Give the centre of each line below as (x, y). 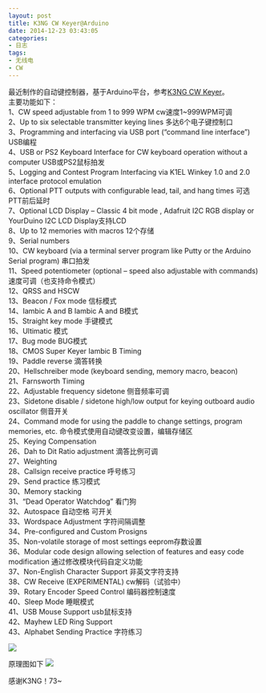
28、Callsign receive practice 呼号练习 (72, 471)
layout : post (30, 16)
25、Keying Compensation (52, 441)
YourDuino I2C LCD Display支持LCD (67, 221)
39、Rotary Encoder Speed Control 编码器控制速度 (92, 591)
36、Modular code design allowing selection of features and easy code (126, 551)
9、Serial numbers (39, 241)
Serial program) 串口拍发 (49, 261)
